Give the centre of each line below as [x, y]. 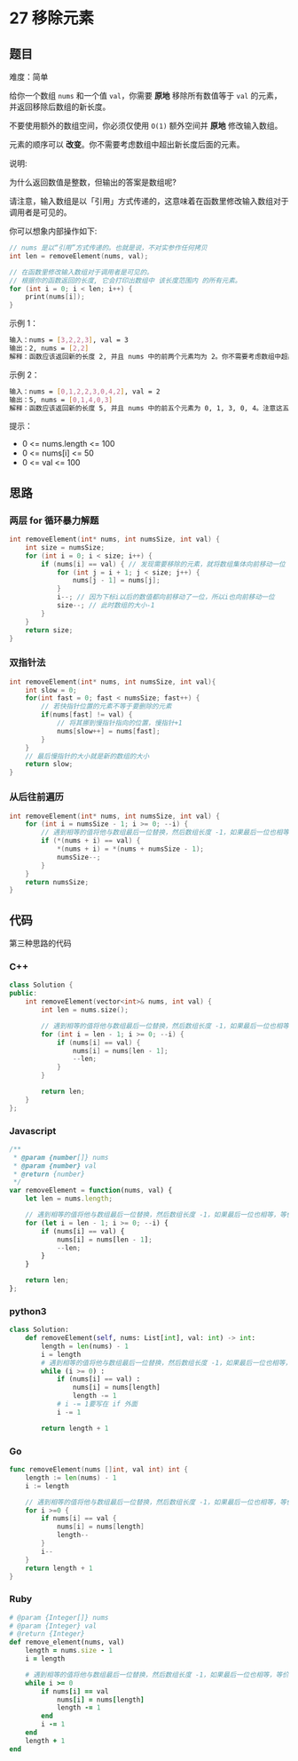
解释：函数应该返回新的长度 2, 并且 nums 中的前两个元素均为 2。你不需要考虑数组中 [145, 356]
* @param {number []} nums [61, 1157]
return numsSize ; [57, 882]
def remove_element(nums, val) [67, 1642]
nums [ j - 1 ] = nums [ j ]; [117, 581]
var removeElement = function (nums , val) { [91, 1191]
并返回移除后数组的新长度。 [60, 107]
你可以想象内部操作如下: [53, 231]
